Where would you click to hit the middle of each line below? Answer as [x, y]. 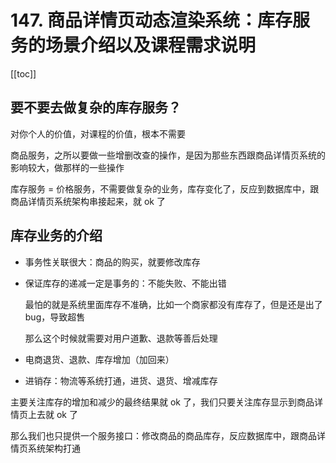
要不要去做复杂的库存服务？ [96, 107]
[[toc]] [23, 73]
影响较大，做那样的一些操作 [67, 167]
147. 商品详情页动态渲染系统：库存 [151, 20]
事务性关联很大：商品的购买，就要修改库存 [112, 262]
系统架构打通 [54, 448]
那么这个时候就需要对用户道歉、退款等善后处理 [121, 338]
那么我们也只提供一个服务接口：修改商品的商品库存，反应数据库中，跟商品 [163, 435]
